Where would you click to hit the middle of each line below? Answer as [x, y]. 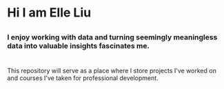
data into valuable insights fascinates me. [79, 46]
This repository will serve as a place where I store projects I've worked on [112, 70]
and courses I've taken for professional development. [83, 78]
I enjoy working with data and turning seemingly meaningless [112, 37]
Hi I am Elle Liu [49, 13]
